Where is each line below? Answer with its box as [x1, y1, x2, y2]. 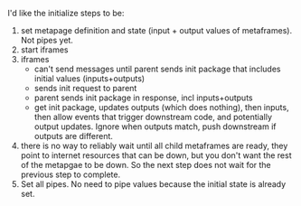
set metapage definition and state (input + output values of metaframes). [20, 25, 293, 35]
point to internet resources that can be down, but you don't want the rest [20, 150, 292, 161]
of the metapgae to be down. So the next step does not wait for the [20, 160, 271, 170]
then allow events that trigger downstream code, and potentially [33, 112, 272, 122]
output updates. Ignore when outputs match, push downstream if [33, 121, 277, 132]
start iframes [20, 44, 69, 55]
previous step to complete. [20, 169, 121, 180]
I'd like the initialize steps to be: [7, 8, 125, 18]
